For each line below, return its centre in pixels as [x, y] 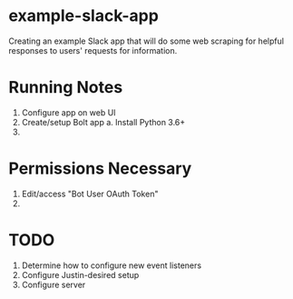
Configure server [54, 284]
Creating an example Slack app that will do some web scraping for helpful [146, 41]
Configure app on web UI [68, 112]
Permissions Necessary [100, 169]
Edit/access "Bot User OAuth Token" [90, 194]
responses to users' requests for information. [93, 50]
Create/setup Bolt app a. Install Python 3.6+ [103, 122]
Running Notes [66, 88]
